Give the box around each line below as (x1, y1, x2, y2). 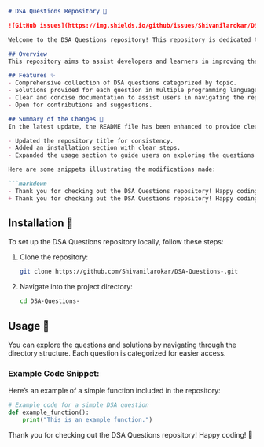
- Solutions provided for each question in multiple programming (8, 87, 226, 95)
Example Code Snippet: (8, 367, 100, 378)
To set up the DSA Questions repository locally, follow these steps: (8, 237, 224, 247)
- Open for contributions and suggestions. (8, 101, 153, 109)
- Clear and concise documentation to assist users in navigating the (8, 94, 244, 102)
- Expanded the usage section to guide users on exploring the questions (8, 151, 255, 159)
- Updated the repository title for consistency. (8, 136, 174, 145)
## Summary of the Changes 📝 (8, 115, 104, 123)
